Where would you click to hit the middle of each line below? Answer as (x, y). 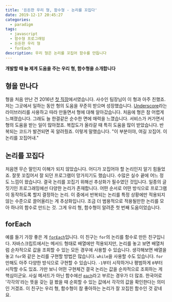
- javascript (24, 34)
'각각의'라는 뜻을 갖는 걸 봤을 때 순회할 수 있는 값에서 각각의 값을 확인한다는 (80, 282)
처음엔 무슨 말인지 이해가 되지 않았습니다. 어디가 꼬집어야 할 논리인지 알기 (79, 169)
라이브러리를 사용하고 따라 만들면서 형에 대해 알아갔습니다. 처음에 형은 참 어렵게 (85, 112)
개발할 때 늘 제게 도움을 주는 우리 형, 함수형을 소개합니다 (61, 68)
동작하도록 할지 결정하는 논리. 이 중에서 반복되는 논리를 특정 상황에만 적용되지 (88, 195)
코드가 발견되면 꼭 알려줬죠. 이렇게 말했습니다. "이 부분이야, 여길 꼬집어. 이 (93, 131)
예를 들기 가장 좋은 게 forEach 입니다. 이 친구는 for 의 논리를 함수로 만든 (76, 237)
